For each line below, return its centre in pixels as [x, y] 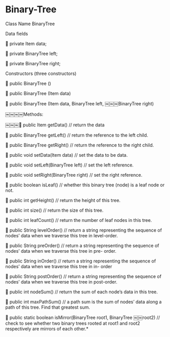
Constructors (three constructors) [41, 73]
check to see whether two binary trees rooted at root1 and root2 [73, 323]
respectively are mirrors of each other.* [47, 329]
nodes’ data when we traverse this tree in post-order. [61, 282]
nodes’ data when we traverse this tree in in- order [59, 266]
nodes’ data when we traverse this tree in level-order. [62, 235]
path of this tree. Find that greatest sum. [48, 307]
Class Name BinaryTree [30, 24]
